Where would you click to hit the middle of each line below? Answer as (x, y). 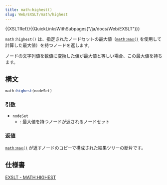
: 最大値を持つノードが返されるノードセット (65, 122)
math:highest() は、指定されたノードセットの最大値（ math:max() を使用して (83, 39)
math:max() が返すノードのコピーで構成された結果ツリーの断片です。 (76, 148)
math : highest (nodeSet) (29, 91)
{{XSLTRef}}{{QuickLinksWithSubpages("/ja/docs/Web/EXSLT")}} (73, 28)
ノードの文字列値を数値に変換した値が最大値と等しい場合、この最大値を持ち (84, 56)
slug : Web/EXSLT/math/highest (37, 14)
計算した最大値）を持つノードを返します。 (49, 45)
